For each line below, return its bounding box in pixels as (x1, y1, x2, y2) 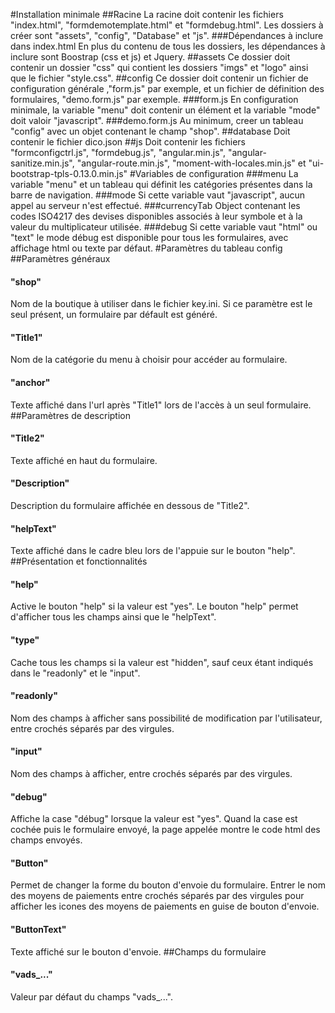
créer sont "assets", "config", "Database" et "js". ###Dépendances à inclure (10, 30, 324, 41)
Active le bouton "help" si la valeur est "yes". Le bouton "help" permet (10, 600, 299, 613)
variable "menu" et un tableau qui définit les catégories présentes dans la (10, 179, 313, 190)
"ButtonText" (10, 924, 67, 936)
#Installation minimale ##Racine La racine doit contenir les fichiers (10, 9, 284, 20)
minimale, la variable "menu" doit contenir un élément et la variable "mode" (10, 104, 321, 116)
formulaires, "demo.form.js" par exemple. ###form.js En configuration (10, 94, 299, 105)
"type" (10, 634, 40, 646)
